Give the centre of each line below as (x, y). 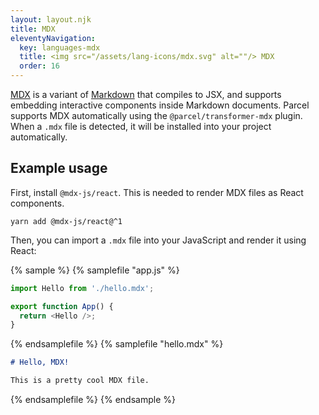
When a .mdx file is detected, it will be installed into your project (141, 126)
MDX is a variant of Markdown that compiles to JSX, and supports (146, 94)
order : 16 (39, 66)
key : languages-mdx (60, 47)
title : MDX (33, 29)
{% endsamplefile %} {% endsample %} (93, 400)
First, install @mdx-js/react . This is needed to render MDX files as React (157, 192)
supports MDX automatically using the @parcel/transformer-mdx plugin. (156, 115)
